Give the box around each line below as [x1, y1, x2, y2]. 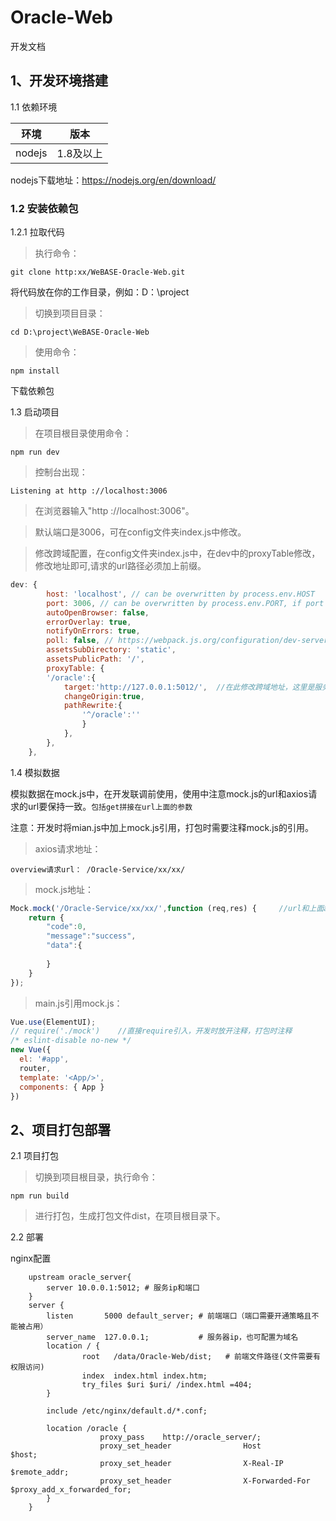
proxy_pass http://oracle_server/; [99, 1432, 262, 1443]
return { [28, 912, 65, 923]
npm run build [10, 1191, 70, 1201]
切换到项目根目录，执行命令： [34, 1171, 158, 1183]
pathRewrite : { [63, 701, 123, 711]
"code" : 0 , [46, 922, 87, 932]
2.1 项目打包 [10, 1150, 59, 1162]
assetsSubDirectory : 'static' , [46, 645, 177, 655]
